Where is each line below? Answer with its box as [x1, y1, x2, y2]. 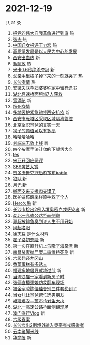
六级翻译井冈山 [12, 255, 43, 261]
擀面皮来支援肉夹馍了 [12, 188, 56, 194]
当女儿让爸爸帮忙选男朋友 [12, 292, 65, 298]
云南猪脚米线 [12, 328, 39, 334]
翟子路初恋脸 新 [12, 237, 45, 242]
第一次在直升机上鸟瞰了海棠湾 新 [12, 243, 79, 249]
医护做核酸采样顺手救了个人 [12, 194, 69, 200]
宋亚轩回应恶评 [12, 157, 43, 163]
